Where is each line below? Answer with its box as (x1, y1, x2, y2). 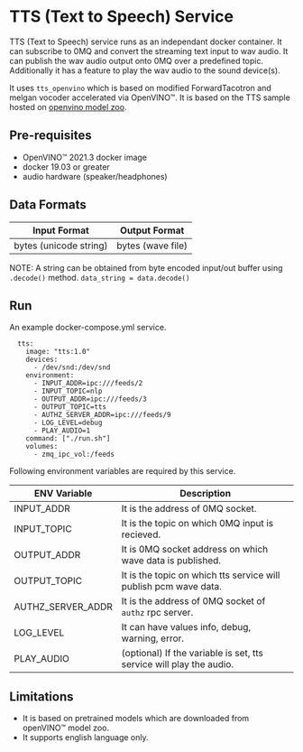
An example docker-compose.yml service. (9, 322, 167, 333)
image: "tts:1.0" (25, 348, 91, 357)
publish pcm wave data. (121, 580, 223, 593)
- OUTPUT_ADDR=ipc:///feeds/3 (32, 395, 147, 404)
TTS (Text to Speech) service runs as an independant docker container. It (9, 36, 282, 47)
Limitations (9, 689, 74, 704)
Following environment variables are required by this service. (9, 466, 236, 477)
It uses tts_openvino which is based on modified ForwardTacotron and (9, 82, 272, 93)
